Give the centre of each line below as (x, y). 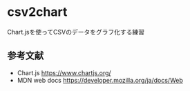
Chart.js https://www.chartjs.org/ (64, 72)
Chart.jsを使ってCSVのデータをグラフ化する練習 (76, 32)
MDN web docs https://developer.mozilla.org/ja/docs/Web (100, 80)
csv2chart (37, 12)
